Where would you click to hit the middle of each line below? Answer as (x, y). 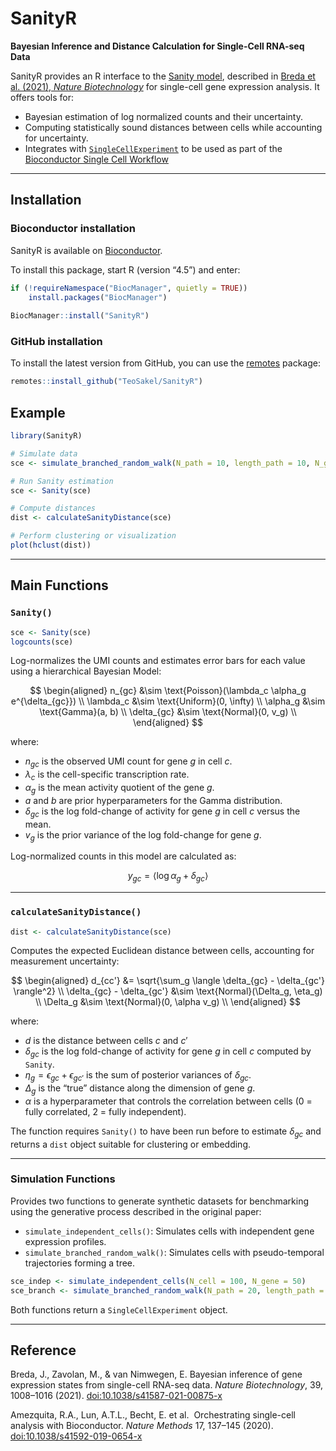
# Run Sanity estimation (62, 481)
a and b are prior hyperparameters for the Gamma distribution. (153, 800)
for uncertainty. (56, 138)
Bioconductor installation (73, 229)
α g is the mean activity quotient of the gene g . (119, 789)
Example (38, 412)
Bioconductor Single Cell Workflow (96, 159)
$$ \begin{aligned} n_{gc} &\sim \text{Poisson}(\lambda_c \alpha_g (168, 691)
